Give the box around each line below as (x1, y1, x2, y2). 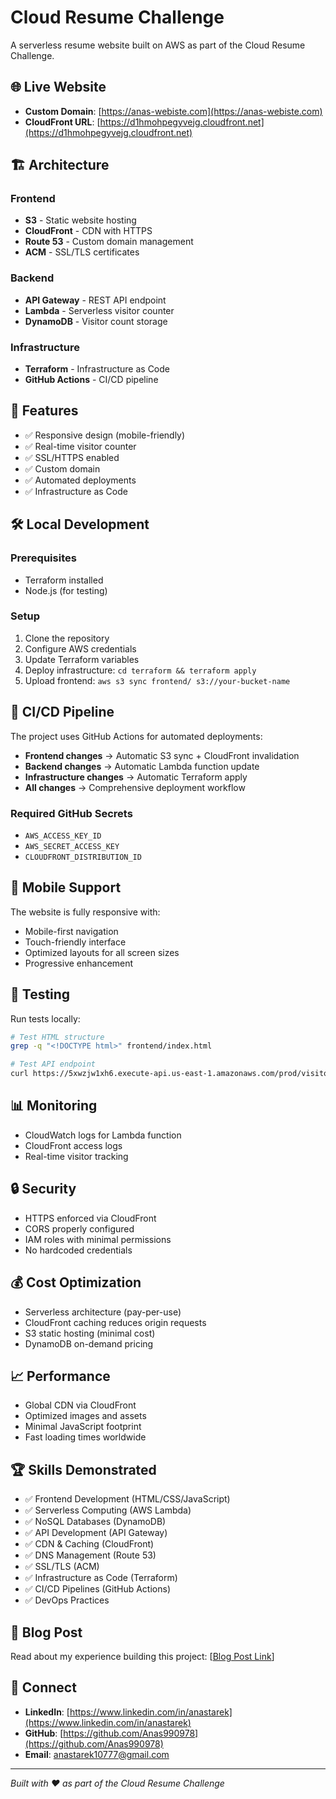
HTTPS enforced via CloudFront (24, 1212, 157, 1224)
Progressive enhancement (24, 957, 134, 969)
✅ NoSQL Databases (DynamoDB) (24, 1516, 167, 1528)
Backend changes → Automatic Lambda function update (24, 760, 260, 772)
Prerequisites (10, 551, 77, 565)
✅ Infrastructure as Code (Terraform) (24, 1572, 178, 1584)
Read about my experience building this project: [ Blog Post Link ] (10, 1650, 275, 1662)
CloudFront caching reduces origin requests (24, 1316, 207, 1328)
